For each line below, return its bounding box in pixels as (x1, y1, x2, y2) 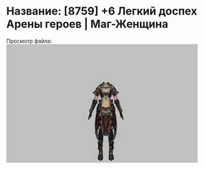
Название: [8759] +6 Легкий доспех (6, 4, 197, 18)
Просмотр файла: (6, 37, 52, 44)
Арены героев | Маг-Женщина (6, 17, 169, 31)
